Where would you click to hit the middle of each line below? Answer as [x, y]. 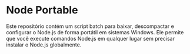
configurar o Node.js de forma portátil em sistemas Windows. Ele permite [95, 32]
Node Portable [42, 10]
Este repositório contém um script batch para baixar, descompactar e [90, 26]
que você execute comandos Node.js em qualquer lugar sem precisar [91, 38]
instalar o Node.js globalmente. [44, 45]
